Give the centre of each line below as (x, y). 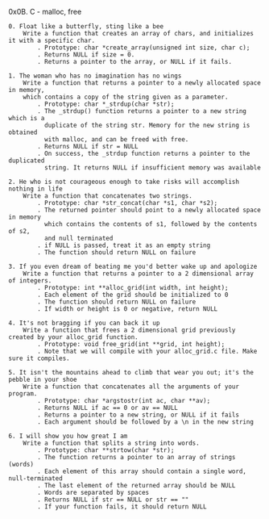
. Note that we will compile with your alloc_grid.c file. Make (147, 351)
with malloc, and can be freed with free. (116, 140)
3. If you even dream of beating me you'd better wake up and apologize (133, 266)
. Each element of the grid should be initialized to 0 (133, 295)
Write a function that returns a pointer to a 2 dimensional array (138, 274)
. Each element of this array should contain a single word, (142, 471)
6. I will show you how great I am (68, 436)
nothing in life (35, 189)
